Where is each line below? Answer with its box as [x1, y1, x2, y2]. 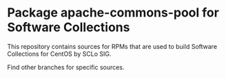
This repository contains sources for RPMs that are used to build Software [7, 42, 218, 50]
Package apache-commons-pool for [7, 5, 219, 21]
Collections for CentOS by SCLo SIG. [7, 50, 112, 58]
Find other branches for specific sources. [7, 63, 125, 71]
